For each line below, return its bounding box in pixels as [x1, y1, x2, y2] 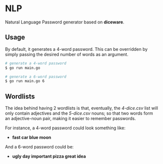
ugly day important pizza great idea [12, 153, 86, 159]
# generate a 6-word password [5, 74, 67, 79]
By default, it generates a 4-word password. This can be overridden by [5, 46, 148, 52]
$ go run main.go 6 [5, 79, 45, 83]
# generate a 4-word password [5, 61, 67, 66]
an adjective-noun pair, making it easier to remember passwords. [5, 116, 136, 122]
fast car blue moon [12, 135, 51, 141]
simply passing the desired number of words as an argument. [5, 51, 128, 57]
